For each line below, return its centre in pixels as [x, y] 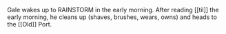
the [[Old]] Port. [30, 24]
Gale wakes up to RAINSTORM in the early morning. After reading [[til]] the [113, 10]
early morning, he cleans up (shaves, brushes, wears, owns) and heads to [112, 17]
